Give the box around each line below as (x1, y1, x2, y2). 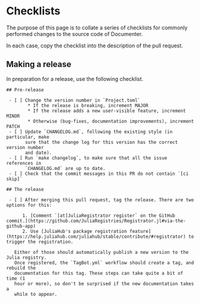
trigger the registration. (6, 238, 74, 245)
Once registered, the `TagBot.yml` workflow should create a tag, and (14, 259, 195, 266)
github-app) (6, 223, 36, 229)
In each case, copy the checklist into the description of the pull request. (6, 42, 183, 49)
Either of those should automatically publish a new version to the (14, 249, 189, 255)
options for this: (6, 202, 52, 208)
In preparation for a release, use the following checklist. (6, 75, 144, 82)
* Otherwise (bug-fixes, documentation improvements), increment (28, 118, 195, 124)
